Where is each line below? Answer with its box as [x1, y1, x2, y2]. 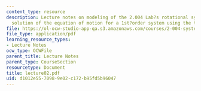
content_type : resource [6, 8, 66, 15]
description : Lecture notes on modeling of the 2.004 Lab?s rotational [6, 14, 188, 20]
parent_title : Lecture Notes [6, 53, 79, 59]
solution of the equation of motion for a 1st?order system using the [11, 20, 191, 26]
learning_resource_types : [6, 37, 71, 43]
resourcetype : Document [6, 64, 66, 71]
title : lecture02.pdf [6, 70, 60, 76]
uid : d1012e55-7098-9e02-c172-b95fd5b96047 [6, 75, 117, 81]
